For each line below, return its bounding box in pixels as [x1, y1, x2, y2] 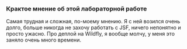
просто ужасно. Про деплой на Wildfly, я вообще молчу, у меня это [6, 30, 175, 37]
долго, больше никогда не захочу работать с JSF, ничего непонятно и [6, 24, 181, 31]
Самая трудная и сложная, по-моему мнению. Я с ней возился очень [6, 18, 181, 25]
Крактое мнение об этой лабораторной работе [6, 5, 147, 13]
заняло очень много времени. [6, 37, 82, 44]
